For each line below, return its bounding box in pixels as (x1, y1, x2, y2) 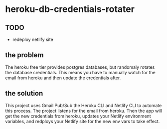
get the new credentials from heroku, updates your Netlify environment (5, 113, 151, 119)
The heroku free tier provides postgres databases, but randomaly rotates (5, 64, 155, 70)
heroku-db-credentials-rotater (5, 3, 135, 15)
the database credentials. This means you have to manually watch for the (5, 69, 156, 75)
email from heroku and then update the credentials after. (5, 75, 121, 81)
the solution (5, 89, 43, 98)
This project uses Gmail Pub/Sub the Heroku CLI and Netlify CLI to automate (5, 102, 162, 108)
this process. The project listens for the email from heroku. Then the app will (5, 108, 162, 114)
